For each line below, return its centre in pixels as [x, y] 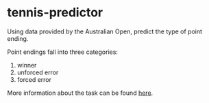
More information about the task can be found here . [80, 93]
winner [27, 65]
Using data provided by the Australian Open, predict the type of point [105, 31]
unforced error [38, 72]
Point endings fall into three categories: [63, 52]
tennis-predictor [55, 13]
